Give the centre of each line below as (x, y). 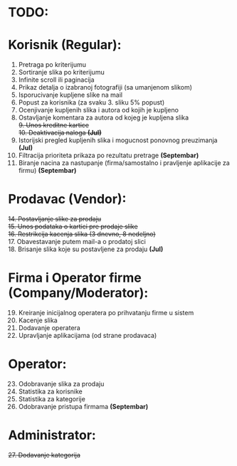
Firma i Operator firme (75, 278)
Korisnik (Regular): (65, 45)
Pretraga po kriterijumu (52, 65)
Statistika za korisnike (50, 391)
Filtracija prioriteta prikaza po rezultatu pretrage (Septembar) (109, 155)
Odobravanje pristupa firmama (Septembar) (83, 406)
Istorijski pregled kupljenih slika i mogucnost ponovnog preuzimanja (118, 140)
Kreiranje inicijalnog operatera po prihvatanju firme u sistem (106, 313)
